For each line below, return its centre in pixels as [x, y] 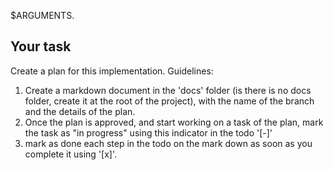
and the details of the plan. [80, 111]
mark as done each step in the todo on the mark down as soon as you [168, 143]
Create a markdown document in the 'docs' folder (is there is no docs [168, 90]
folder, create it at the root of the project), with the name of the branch [169, 101]
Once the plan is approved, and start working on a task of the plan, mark [174, 122]
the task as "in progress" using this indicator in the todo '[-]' [148, 132]
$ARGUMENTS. [42, 15]
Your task [41, 46]
